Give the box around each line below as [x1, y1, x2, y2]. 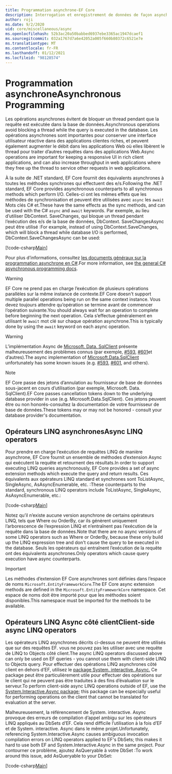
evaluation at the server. [5, 699, 56, 705]
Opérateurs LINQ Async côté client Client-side [5, 618, 155, 626]
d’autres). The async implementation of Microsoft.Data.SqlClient [5, 354, 139, 360]
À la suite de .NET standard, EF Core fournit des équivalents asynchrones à [5, 175, 164, 181]
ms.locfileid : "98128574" [5, 55, 60, 60]
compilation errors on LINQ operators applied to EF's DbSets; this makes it [5, 736, 162, 742]
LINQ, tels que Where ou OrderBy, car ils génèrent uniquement [5, 518, 137, 524]
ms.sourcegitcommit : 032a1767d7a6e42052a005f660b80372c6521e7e [5, 36, 143, 42]
